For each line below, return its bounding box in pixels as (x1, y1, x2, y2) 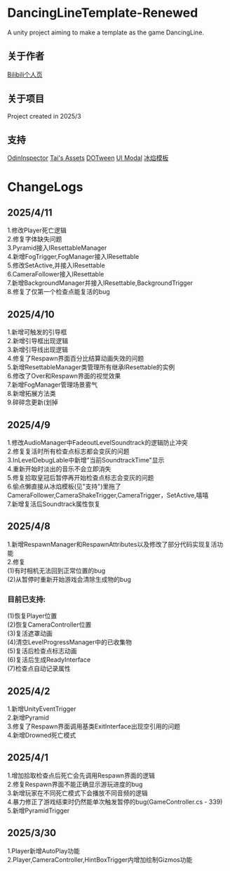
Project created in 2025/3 (7, 112, 82, 120)
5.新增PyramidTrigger (7, 806, 70, 815)
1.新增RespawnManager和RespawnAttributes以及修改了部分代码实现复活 (7, 540, 217, 548)
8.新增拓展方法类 (7, 390, 56, 398)
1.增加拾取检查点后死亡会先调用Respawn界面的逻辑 (7, 771, 156, 780)
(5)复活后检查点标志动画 (7, 647, 77, 656)
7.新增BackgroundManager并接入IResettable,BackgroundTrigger (7, 279, 194, 287)
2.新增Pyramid (7, 713, 49, 722)
